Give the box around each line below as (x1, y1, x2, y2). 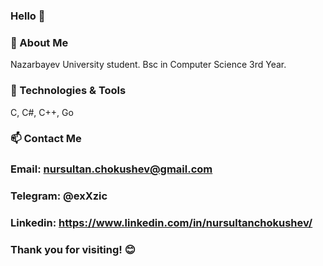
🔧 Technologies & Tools (10, 84, 127, 98)
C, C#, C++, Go (10, 106, 74, 118)
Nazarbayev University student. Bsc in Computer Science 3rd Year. (10, 59, 287, 71)
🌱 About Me (10, 35, 69, 49)
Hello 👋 (10, 9, 46, 23)
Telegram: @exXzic (10, 189, 108, 203)
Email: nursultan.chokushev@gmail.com (10, 162, 213, 176)
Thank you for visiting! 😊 (10, 243, 136, 257)
